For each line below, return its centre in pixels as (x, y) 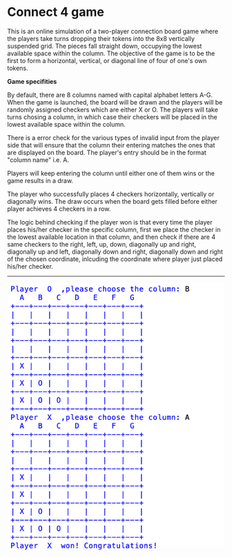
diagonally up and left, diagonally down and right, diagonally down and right (115, 251)
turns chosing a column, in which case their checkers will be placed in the (112, 117)
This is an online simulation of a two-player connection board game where (113, 31)
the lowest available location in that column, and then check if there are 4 (112, 237)
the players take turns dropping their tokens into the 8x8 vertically (101, 38)
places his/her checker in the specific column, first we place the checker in (114, 229)
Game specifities (32, 81)
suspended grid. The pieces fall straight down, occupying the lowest (105, 46)
